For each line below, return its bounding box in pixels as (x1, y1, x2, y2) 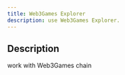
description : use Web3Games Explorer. (7, 17, 120, 24)
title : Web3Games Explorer (7, 10, 86, 18)
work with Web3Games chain (7, 61, 92, 70)
